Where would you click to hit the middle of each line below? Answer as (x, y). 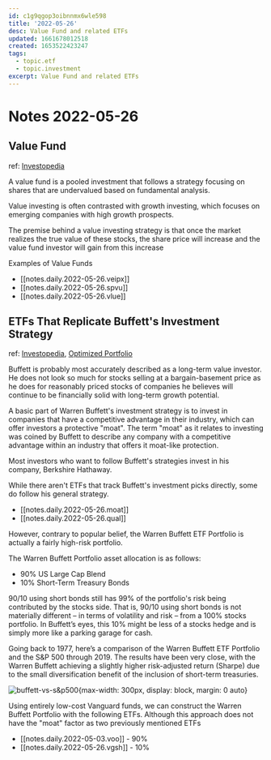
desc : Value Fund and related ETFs (68, 31)
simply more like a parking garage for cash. (80, 633)
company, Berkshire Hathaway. (60, 470)
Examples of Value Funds (51, 263)
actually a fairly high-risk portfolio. (66, 543)
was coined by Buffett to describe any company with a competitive (120, 437)
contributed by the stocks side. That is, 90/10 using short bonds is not (125, 607)
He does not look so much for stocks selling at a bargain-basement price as (135, 378)
